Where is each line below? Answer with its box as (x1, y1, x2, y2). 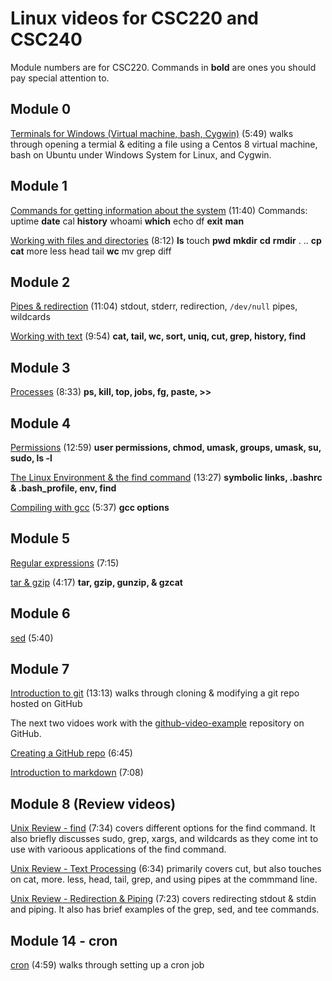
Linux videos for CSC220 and (10, 7, 259, 30)
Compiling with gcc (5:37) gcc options (10, 502, 170, 513)
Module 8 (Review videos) (10, 795, 177, 812)
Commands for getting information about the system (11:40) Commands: (10, 204, 308, 216)
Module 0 (10, 101, 72, 118)
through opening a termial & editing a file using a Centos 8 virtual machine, (10, 138, 318, 150)
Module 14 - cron (10, 932, 118, 949)
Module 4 (10, 415, 72, 432)
